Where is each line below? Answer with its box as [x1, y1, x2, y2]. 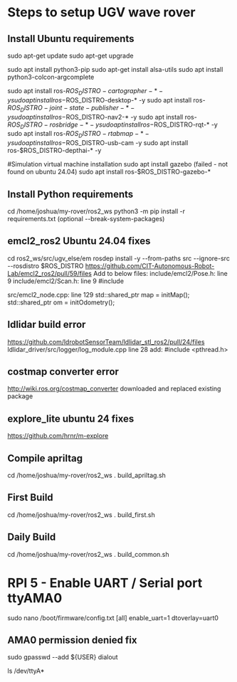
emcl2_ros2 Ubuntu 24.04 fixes [7, 235, 151, 247]
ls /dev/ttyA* [7, 666, 45, 676]
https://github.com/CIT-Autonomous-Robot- [85, 261, 215, 270]
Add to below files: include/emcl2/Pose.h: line [93, 269, 228, 277]
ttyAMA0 [7, 590, 63, 606]
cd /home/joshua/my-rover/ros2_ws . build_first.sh [7, 510, 155, 519]
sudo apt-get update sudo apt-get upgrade [7, 51, 134, 60]
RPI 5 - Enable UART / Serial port [7, 575, 203, 591]
